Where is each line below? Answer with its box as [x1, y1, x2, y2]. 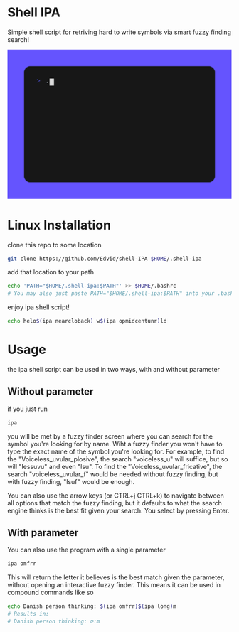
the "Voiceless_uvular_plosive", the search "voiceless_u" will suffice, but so [7, 454, 228, 463]
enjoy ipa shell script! [7, 303, 70, 311]
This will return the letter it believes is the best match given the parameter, [7, 573, 225, 582]
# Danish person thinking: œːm [7, 618, 100, 626]
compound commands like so [7, 588, 94, 597]
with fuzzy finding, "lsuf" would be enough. [7, 477, 135, 486]
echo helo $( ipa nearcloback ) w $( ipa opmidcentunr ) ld [7, 318, 167, 325]
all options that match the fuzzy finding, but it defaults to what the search [7, 498, 223, 507]
